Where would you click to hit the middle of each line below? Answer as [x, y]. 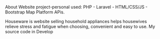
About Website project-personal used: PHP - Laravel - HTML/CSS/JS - [77, 7]
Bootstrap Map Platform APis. [35, 12]
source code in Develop [29, 32]
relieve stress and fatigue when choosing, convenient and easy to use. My [80, 26]
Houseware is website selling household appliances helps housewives [76, 21]
